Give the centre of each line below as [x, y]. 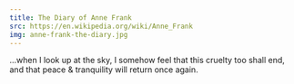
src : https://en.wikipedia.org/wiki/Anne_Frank [101, 26]
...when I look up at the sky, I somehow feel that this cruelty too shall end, [147, 61]
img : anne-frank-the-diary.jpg [69, 34]
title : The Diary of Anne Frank [71, 18]
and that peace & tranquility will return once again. [104, 70]
